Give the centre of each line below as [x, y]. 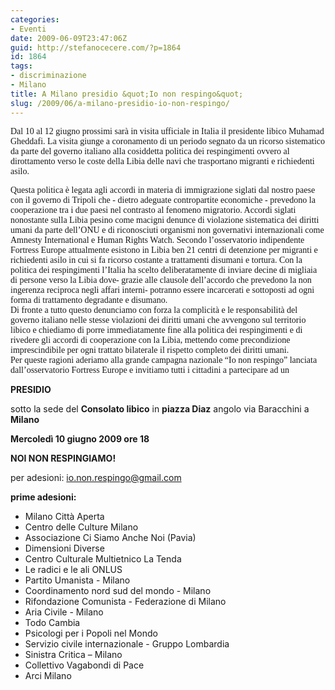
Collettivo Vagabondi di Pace [84, 665]
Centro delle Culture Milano [81, 527]
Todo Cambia [52, 622]
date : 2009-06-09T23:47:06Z [69, 38]
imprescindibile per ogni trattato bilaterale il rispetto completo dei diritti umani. [150, 349]
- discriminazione [48, 76]
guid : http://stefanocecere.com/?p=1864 [96, 47]
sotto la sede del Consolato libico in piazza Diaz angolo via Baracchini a [160, 408]
